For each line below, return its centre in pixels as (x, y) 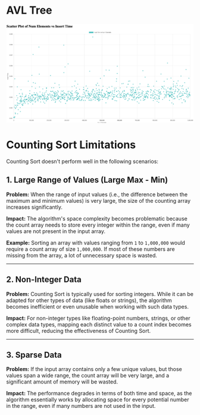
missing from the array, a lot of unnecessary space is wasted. (82, 255)
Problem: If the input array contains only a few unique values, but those (94, 369)
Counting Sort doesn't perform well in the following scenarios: (82, 161)
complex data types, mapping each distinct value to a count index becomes (99, 324)
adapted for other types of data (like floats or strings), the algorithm (89, 300)
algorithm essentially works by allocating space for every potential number (98, 400)
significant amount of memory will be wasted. (62, 382)
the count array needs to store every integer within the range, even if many (98, 225)
